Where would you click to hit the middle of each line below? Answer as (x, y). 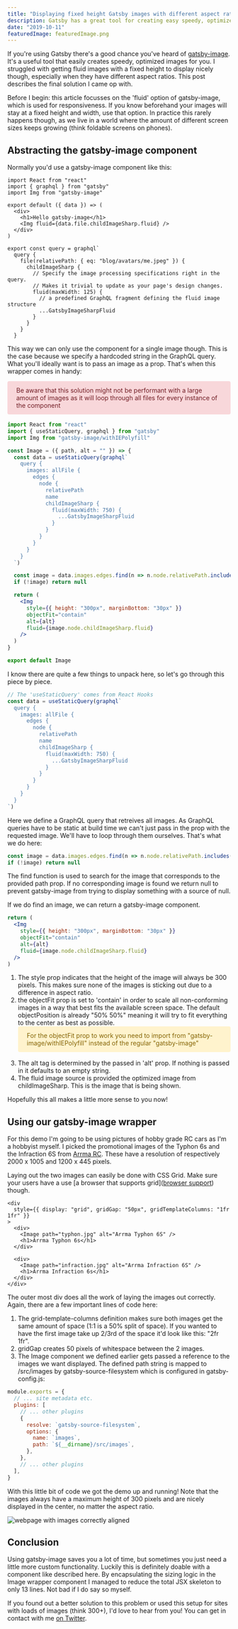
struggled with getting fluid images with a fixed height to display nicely (110, 69)
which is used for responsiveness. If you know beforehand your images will (117, 105)
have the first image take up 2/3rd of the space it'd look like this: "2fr (118, 1334)
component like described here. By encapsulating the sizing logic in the (112, 1574)
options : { (42, 1431)
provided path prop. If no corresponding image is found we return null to (113, 883)
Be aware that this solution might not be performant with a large (109, 390)
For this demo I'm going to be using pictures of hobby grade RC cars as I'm (117, 1139)
